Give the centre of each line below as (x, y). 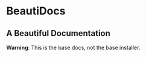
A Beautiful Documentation (58, 33)
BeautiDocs (36, 11)
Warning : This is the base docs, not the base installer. (73, 47)
